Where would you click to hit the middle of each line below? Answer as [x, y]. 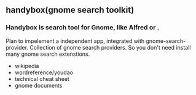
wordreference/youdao [44, 72]
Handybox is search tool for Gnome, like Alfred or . [83, 28]
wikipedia [27, 66]
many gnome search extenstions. [48, 54]
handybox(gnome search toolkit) [70, 10]
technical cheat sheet [42, 78]
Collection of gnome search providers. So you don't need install [110, 47]
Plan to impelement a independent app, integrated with [75, 41]
